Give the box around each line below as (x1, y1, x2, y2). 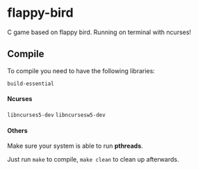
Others (7, 126, 28, 134)
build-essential (7, 80, 54, 87)
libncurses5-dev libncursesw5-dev (7, 111, 106, 118)
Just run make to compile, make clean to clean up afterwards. (7, 155, 179, 164)
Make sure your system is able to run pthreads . (7, 141, 144, 150)
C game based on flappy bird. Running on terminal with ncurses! (7, 28, 192, 36)
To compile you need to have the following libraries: (7, 66, 155, 75)
